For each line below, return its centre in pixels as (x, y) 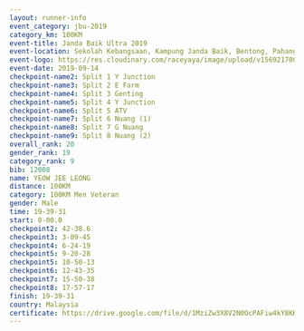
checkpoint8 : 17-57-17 (52, 287)
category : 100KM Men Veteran (64, 195)
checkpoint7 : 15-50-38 (52, 279)
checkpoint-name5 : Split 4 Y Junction (82, 102)
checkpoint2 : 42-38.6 (50, 229)
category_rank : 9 (42, 161)
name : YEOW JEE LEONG (50, 178)
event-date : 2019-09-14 (54, 69)
